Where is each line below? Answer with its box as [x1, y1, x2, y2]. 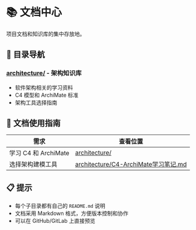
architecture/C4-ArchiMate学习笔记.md [75, 160, 187, 169]
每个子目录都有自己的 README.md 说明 [14, 202, 106, 210]
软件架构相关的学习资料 [14, 83, 73, 91]
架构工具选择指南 [14, 98, 58, 106]
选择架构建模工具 [9, 160, 58, 169]
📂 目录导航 [6, 49, 45, 60]
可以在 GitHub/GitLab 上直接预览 [14, 217, 96, 225]
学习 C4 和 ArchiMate [9, 149, 70, 157]
